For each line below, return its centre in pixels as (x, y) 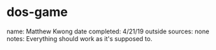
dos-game (37, 12)
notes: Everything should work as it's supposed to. (80, 38)
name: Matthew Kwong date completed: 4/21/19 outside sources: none (108, 31)
